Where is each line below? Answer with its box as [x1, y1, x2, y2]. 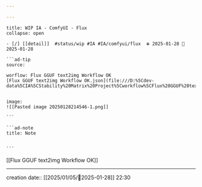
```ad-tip [6, 57, 31, 63]
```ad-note [6, 124, 34, 131]
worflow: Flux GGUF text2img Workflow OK [6, 72, 112, 78]
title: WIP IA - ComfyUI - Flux [6, 25, 87, 31]
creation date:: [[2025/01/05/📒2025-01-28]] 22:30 [6, 174, 131, 181]
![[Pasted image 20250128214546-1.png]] [6, 103, 109, 110]
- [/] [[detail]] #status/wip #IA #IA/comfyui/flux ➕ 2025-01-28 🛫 [6, 40, 185, 47]
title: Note [6, 130, 36, 136]
